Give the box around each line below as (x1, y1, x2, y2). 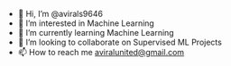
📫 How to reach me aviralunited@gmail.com (17, 47, 185, 57)
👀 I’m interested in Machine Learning (17, 18, 155, 29)
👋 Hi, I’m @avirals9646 (17, 9, 104, 19)
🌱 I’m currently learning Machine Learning (17, 28, 174, 37)
